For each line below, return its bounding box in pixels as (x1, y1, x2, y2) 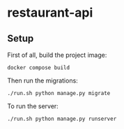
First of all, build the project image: (7, 51, 107, 59)
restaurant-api (7, 5, 93, 21)
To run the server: (7, 102, 59, 110)
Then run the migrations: (7, 76, 78, 85)
